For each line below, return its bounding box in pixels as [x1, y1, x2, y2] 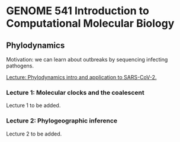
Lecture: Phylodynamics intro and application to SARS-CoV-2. [6, 74, 157, 80]
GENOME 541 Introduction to [6, 4, 149, 18]
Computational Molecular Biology [6, 17, 175, 30]
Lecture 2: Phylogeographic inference [6, 117, 118, 125]
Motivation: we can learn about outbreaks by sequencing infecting [6, 56, 168, 63]
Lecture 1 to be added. [6, 102, 61, 109]
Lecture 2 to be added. [6, 130, 62, 137]
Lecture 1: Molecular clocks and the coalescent [6, 88, 144, 96]
